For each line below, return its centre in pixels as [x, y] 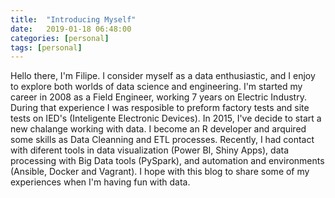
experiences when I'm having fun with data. [100, 182]
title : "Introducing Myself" [73, 19]
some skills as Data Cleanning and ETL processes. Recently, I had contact [162, 140]
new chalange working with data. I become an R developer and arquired [158, 129]
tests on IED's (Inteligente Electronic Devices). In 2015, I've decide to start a [166, 118]
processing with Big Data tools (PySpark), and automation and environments [167, 161]
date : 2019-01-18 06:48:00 [71, 29]
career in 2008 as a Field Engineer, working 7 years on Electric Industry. [158, 97]
